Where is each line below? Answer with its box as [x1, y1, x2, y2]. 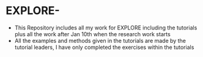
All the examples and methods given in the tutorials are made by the [14, 37, 186, 44]
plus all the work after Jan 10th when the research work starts [14, 30, 171, 37]
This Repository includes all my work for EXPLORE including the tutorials [14, 24, 197, 31]
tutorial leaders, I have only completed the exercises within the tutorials [14, 44, 194, 51]
